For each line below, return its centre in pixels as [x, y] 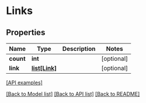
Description [79, 49]
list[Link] [44, 68]
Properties [26, 32]
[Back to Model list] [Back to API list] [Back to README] [73, 94]
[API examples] [24, 83]
